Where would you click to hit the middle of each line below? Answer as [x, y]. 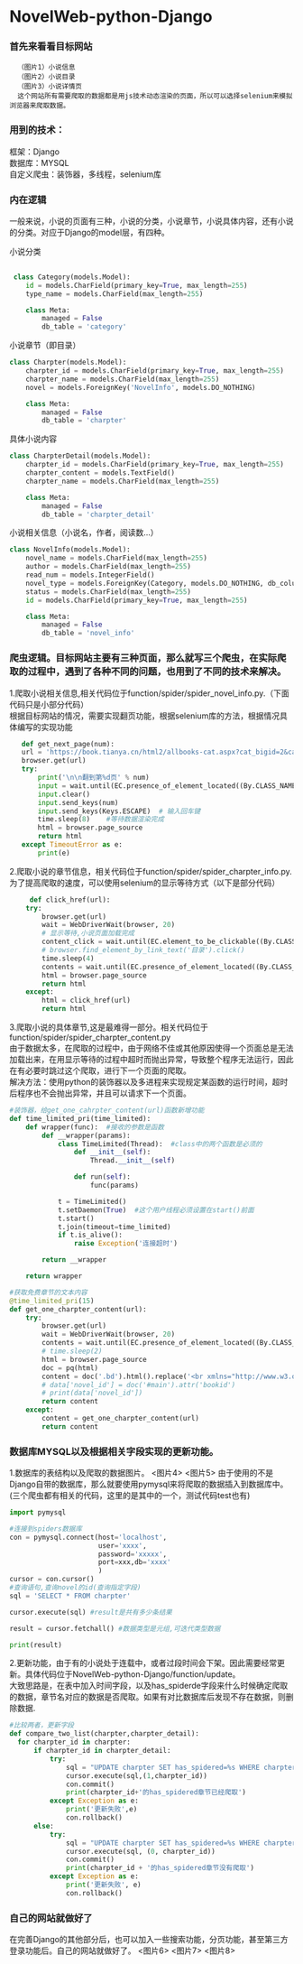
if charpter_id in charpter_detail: [102, 1751]
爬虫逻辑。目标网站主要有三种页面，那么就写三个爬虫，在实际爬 [148, 658]
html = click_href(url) [86, 1001]
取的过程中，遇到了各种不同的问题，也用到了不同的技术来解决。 [148, 672]
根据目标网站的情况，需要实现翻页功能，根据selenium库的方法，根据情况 [145, 716]
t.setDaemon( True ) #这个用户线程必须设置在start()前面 [156, 1210]
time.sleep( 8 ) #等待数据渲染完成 [101, 820]
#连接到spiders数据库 [46, 1529]
